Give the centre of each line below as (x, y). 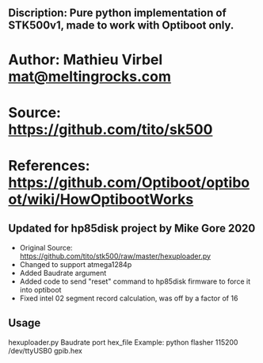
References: (49, 165)
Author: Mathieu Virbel (86, 59)
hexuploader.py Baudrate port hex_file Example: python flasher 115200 (123, 342)
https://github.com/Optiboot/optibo (129, 182)
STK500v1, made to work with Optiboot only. (121, 26)
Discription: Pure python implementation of (118, 13)
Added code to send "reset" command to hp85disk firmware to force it (135, 281)
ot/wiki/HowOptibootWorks (101, 199)
